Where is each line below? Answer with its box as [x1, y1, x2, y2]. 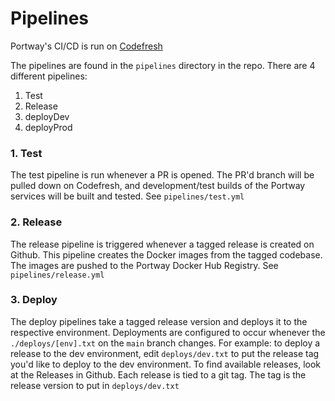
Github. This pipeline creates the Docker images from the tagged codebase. [10, 248, 323, 261]
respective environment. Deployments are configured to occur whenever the [10, 326, 326, 338]
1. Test [10, 146, 43, 160]
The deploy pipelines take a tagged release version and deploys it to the [10, 315, 308, 327]
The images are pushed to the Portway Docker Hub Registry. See [10, 259, 279, 271]
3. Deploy [10, 293, 58, 307]
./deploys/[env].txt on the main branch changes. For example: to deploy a [10, 337, 321, 349]
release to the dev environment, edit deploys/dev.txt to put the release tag [10, 347, 320, 359]
